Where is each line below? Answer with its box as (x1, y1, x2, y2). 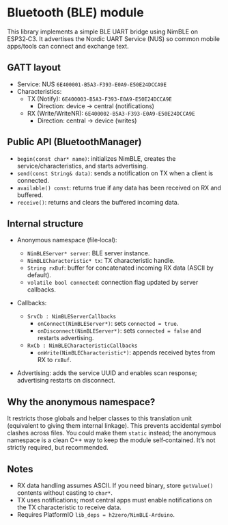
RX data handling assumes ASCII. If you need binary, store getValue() (16, 481, 214, 489)
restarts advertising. (37, 334, 94, 342)
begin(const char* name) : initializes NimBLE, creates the (16, 154, 176, 162)
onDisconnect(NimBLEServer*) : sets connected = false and (37, 326, 201, 335)
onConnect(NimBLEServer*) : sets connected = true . (37, 320, 179, 328)
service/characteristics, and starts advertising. (16, 162, 148, 170)
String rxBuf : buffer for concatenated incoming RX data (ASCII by (27, 264, 214, 272)
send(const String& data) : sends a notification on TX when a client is (16, 169, 214, 177)
